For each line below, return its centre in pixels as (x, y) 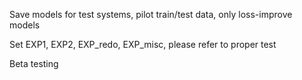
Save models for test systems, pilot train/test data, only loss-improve (151, 14)
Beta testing (34, 63)
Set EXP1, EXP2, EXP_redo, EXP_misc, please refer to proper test (143, 44)
